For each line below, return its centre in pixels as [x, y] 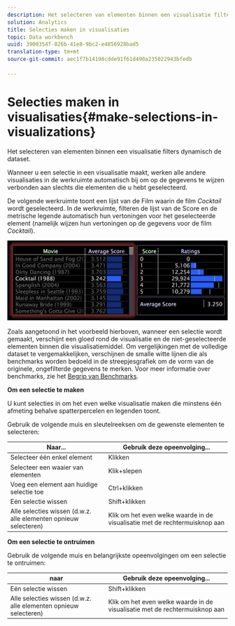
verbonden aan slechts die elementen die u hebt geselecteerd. [97, 187]
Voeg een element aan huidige [54, 484]
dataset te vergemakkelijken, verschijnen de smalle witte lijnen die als [107, 353]
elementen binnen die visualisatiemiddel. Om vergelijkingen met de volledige [117, 346]
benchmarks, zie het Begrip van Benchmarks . [73, 376]
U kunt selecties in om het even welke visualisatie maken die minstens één [114, 403]
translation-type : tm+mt [43, 52]
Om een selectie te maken [46, 390]
